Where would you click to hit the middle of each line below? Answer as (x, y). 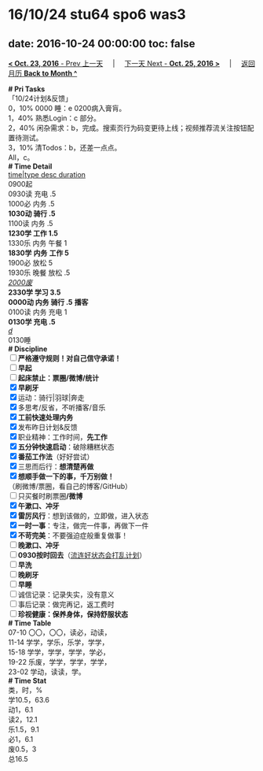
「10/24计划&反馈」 (40, 98)
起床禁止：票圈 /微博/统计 (59, 378)
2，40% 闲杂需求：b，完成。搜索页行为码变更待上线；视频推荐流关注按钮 (128, 128)
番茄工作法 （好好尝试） (56, 457)
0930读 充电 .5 (32, 194)
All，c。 (21, 158)
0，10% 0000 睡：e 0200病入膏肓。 (67, 108)
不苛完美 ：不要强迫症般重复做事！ (73, 536)
